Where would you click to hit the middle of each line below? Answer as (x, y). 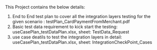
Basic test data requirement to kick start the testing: (65, 27)
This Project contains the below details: (45, 7)
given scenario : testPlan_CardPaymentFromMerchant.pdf (71, 22)
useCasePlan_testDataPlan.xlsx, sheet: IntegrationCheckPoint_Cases (82, 42)
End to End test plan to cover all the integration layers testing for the (81, 16)
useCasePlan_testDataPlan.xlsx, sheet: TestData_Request (71, 32)
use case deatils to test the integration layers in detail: (67, 37)
